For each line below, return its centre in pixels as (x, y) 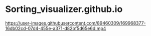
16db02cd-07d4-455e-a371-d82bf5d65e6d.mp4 (56, 28)
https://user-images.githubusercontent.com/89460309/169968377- (75, 23)
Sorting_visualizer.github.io (64, 9)
